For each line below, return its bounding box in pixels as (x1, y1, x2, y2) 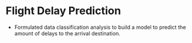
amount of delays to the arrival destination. (14, 29, 121, 37)
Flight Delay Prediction (5, 4, 121, 18)
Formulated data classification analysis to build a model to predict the (14, 24, 187, 31)
